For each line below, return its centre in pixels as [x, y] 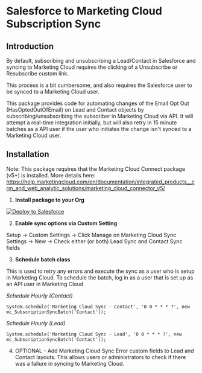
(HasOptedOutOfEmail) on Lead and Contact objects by [75, 110]
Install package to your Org [49, 200]
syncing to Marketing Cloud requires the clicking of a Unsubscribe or [92, 67]
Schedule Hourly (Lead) [36, 323]
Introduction [30, 46]
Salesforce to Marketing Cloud [84, 11]
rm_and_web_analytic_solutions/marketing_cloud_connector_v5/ [86, 188]
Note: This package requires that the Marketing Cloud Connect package [96, 169]
